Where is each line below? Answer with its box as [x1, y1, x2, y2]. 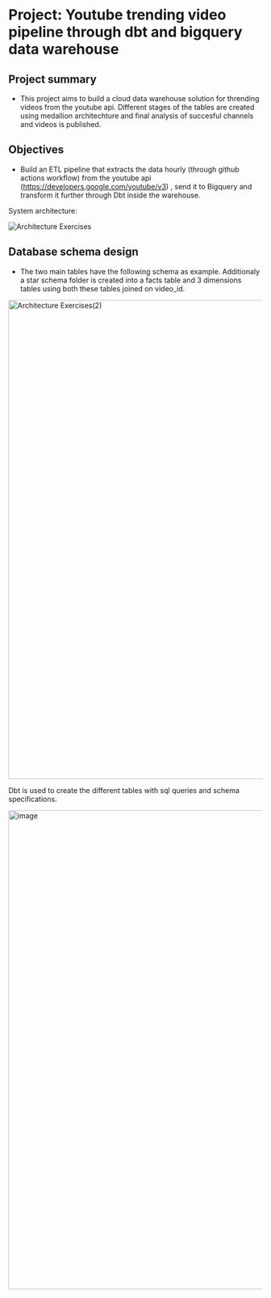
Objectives [8, 143, 65, 157]
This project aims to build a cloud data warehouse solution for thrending [19, 94, 260, 103]
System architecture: [8, 206, 78, 215]
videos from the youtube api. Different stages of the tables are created [19, 103, 255, 112]
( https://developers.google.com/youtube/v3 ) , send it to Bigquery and [19, 181, 252, 191]
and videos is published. [19, 120, 102, 129]
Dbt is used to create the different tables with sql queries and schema [8, 785, 240, 795]
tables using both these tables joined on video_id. [19, 283, 186, 293]
